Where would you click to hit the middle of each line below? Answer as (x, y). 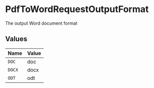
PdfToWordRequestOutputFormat (77, 9)
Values (16, 39)
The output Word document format (41, 23)
